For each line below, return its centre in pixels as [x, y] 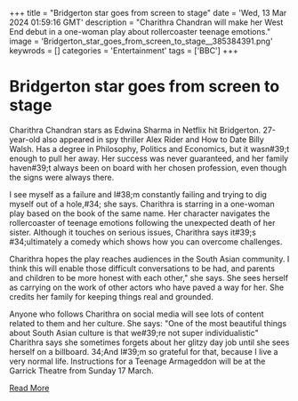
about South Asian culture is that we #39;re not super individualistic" [134, 333]
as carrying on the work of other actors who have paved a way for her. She [147, 287]
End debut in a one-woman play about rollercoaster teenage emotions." [140, 32]
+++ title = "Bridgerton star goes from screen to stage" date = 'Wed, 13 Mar [148, 13]
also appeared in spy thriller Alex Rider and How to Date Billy [153, 139]
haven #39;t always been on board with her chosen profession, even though [148, 167]
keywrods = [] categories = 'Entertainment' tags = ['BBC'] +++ [124, 51]
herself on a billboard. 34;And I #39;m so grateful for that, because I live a [144, 351]
